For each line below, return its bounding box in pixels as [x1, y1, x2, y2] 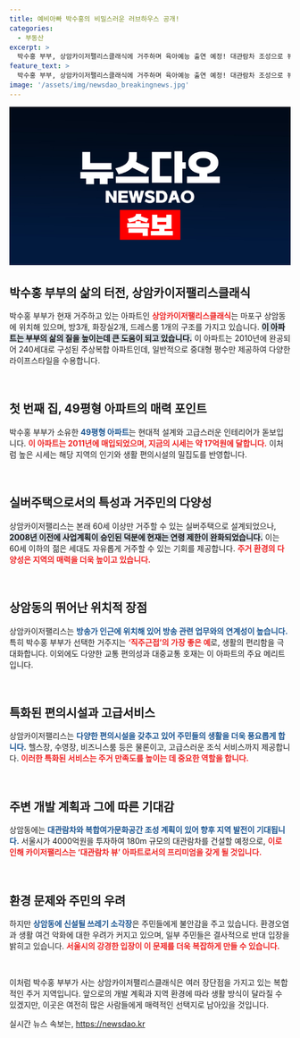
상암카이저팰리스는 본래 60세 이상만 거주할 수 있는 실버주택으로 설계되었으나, [9, 520, 277, 532]
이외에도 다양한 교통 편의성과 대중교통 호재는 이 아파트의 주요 [49, 648, 262, 659]
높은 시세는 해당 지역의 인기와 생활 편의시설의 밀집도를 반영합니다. [18, 448, 247, 460]
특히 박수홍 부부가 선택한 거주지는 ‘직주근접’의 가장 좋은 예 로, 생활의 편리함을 [9, 636, 275, 648]
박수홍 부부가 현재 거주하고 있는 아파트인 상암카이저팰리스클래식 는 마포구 [9, 311, 262, 321]
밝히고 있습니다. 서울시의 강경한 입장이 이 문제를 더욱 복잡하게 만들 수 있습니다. [9, 940, 280, 951]
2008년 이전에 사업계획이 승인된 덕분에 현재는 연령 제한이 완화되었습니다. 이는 [9, 532, 280, 542]
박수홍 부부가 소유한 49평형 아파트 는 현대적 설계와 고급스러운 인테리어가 [9, 426, 261, 438]
